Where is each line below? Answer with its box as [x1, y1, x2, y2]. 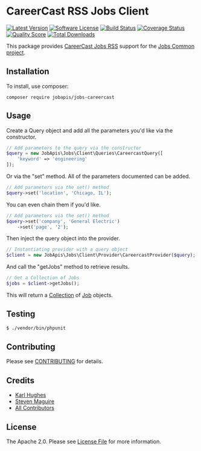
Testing [6, 309, 36, 319]
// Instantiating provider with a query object [6, 246, 129, 252]
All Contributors [14, 404, 54, 412]
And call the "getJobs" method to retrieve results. [6, 263, 130, 271]
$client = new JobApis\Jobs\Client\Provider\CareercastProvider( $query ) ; [6, 252, 196, 258]
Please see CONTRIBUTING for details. [6, 358, 104, 365]
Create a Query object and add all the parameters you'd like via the [6, 127, 173, 134]
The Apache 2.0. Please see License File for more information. [6, 438, 161, 446]
